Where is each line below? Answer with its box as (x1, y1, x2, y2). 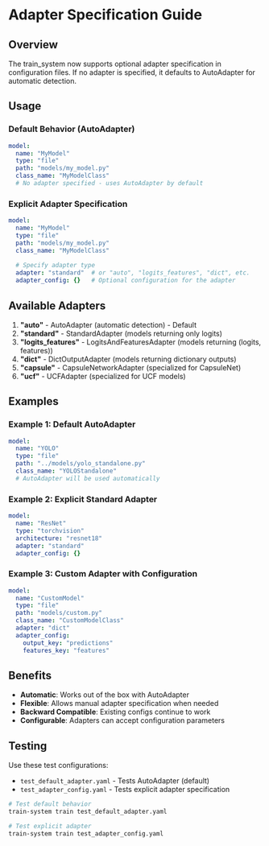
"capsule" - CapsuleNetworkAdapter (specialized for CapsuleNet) (19, 362, 242, 372)
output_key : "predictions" (23, 638, 114, 647)
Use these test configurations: (8, 761, 109, 770)
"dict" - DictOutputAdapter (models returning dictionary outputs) (19, 354, 237, 364)
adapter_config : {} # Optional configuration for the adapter (15, 276, 236, 285)
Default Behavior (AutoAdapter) (8, 123, 135, 134)
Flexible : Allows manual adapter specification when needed (19, 699, 219, 708)
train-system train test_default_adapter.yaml (8, 807, 168, 816)
